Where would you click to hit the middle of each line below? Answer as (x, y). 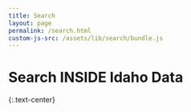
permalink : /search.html (50, 30)
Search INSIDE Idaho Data (96, 78)
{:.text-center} (32, 100)
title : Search (32, 16)
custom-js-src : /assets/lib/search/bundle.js (85, 38)
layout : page (30, 23)
